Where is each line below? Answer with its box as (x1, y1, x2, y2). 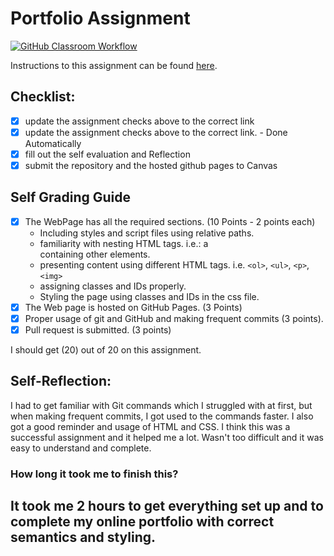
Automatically (24, 137, 82, 149)
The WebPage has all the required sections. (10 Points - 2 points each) (24, 215, 316, 227)
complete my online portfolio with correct (10, 513, 275, 531)
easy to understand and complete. (10, 442, 152, 454)
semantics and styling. (10, 529, 156, 546)
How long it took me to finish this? (10, 467, 179, 481)
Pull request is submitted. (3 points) (24, 324, 172, 336)
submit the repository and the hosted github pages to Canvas (24, 159, 278, 171)
